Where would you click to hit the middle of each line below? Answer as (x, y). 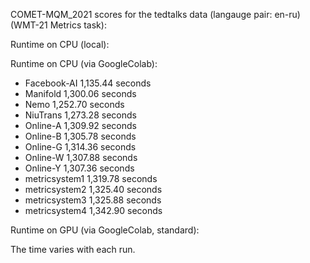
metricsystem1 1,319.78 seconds (91, 178)
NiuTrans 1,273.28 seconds (80, 115)
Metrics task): (78, 25)
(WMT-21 (29, 25)
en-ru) (287, 14)
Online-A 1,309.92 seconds (80, 125)
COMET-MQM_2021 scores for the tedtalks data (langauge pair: (141, 14)
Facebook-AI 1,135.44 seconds (88, 83)
